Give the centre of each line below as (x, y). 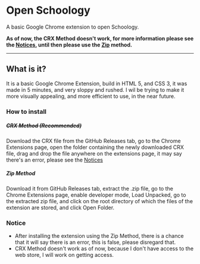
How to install (26, 111)
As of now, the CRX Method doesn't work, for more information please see (100, 38)
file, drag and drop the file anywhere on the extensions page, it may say (94, 153)
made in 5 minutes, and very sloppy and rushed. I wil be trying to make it (95, 89)
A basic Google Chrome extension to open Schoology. (73, 27)
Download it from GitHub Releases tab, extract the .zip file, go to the (90, 188)
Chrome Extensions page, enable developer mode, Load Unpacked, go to (96, 195)
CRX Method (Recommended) (44, 126)
